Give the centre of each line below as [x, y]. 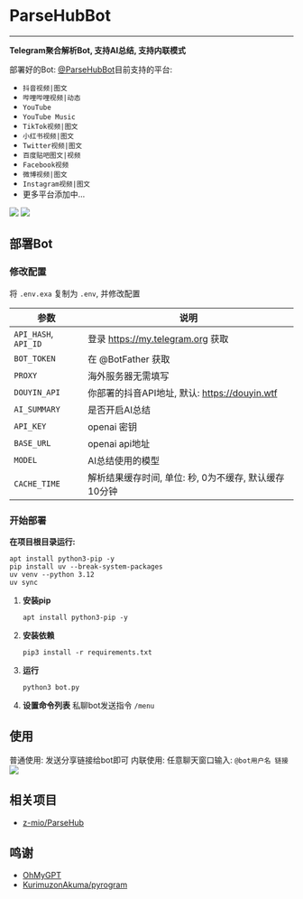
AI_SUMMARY [37, 409]
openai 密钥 [112, 427]
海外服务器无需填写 [128, 375]
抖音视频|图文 [45, 88]
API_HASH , [34, 333]
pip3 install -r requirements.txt [87, 652]
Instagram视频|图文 [56, 184]
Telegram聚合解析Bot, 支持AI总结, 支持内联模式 [98, 50]
